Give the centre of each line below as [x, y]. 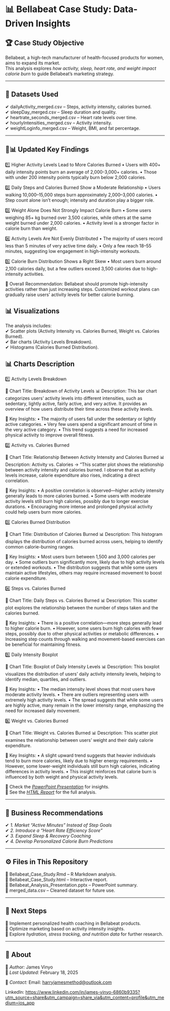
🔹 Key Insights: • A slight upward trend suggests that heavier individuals [80, 755]
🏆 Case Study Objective [45, 43]
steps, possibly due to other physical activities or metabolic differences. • [82, 634]
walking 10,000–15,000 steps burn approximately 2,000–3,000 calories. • [81, 195]
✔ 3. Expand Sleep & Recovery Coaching [48, 836]
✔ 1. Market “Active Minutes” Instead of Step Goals [59, 825]
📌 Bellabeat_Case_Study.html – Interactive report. [56, 879]
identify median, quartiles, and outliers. [46, 679]
